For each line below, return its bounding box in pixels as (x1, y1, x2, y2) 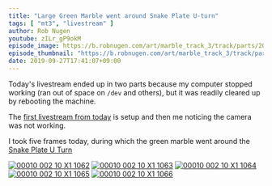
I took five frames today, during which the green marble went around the (8, 136, 251, 146)
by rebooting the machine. (8, 96, 96, 106)
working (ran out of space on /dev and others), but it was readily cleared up (8, 87, 261, 97)
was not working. (8, 120, 66, 130)
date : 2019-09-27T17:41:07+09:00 (8, 57, 121, 66)
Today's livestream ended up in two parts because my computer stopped (8, 78, 253, 89)
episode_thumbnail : (8, 49, 74, 57)
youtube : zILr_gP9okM (8, 34, 82, 43)
